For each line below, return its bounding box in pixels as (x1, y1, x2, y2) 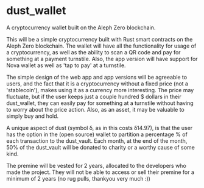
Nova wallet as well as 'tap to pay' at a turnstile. (6, 62, 126, 69)
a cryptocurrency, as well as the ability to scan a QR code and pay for (6, 48, 181, 56)
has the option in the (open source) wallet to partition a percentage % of (6, 131, 188, 138)
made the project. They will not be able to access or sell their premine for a (6, 168, 195, 176)
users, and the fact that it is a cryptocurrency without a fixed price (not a (6, 80, 189, 87)
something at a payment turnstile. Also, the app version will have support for (6, 55, 198, 62)
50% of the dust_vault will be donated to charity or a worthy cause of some (6, 143, 195, 151)
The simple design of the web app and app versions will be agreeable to (6, 73, 188, 81)
